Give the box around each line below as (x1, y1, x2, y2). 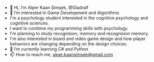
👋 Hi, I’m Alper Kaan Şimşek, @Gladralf (9, 5, 89, 10)
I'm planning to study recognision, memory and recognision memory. (9, 31, 150, 36)
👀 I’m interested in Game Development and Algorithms (9, 10, 119, 16)
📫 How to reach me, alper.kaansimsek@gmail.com (9, 52, 113, 57)
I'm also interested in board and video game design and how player (9, 36, 146, 41)
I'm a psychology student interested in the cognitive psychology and (9, 15, 148, 21)
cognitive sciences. (9, 20, 49, 26)
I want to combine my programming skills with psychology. (9, 25, 128, 31)
